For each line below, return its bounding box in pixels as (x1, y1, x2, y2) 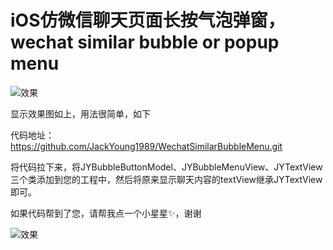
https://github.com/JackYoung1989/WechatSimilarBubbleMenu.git (10, 140, 283, 152)
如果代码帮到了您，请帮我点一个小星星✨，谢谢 (10, 207, 202, 219)
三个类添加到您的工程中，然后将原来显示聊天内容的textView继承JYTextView (10, 173, 323, 185)
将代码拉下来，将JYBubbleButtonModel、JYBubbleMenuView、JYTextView (10, 161, 323, 173)
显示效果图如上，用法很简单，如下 (10, 107, 151, 120)
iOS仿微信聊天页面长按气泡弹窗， (10, 9, 286, 32)
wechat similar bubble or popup (10, 31, 280, 54)
